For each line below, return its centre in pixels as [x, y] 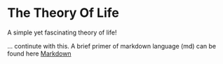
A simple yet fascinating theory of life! [62, 32]
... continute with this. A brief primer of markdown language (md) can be [112, 46]
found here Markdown [39, 53]
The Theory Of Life [63, 13]
